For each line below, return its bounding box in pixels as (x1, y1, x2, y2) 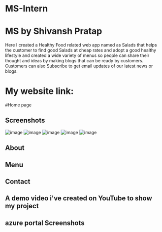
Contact (5, 178, 31, 186)
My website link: (5, 86, 74, 97)
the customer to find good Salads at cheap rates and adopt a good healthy (5, 47, 157, 53)
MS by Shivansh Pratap (5, 26, 102, 37)
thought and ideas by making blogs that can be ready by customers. (5, 58, 144, 64)
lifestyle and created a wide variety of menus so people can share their (5, 52, 150, 58)
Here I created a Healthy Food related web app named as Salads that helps (5, 42, 157, 48)
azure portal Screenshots (5, 219, 85, 227)
